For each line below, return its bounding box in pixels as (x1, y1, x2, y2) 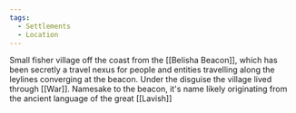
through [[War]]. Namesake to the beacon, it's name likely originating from (9, 83, 288, 95)
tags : (9, 13, 30, 23)
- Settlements (17, 22, 71, 31)
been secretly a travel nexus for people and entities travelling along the (9, 64, 275, 75)
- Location (17, 30, 59, 39)
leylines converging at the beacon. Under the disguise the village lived (9, 74, 272, 85)
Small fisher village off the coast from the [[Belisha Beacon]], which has (9, 55, 279, 66)
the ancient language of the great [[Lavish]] (9, 93, 173, 104)
